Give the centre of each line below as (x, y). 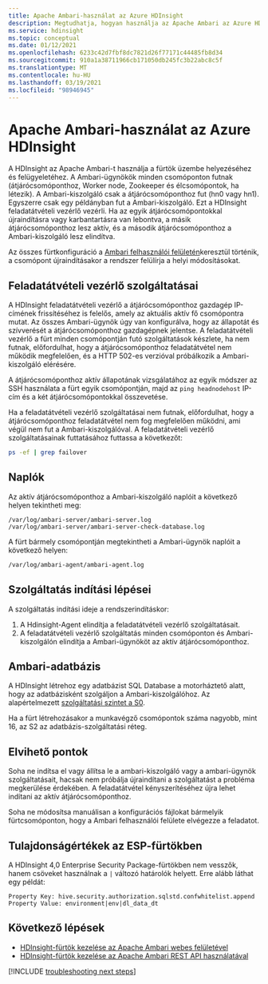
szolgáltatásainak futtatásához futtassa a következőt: (96, 438)
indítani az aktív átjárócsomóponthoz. (70, 797)
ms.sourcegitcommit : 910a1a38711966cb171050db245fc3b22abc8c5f (116, 61)
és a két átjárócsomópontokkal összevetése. (95, 397)
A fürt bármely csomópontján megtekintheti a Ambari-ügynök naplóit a (124, 541)
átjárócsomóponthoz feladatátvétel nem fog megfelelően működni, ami (124, 421)
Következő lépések (57, 928)
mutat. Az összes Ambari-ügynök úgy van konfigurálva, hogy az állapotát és (134, 322)
